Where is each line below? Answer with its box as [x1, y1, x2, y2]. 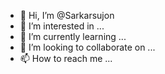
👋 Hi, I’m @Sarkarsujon [19, 10, 115, 21]
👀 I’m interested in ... [19, 20, 105, 32]
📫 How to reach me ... [19, 53, 113, 64]
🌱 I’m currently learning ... [19, 31, 127, 42]
